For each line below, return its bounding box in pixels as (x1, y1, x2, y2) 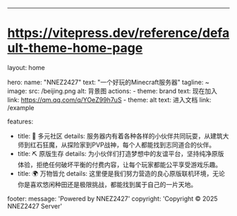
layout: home (7, 63, 45, 71)
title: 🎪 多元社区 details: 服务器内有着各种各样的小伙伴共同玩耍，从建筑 (17, 131, 224, 140)
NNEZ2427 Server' (7, 202, 62, 210)
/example (7, 103, 35, 112)
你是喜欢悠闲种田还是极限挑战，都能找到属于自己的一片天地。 (17, 180, 197, 188)
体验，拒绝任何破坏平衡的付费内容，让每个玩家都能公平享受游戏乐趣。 (17, 160, 222, 169)
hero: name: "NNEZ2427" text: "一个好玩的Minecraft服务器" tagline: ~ (7, 78, 209, 86)
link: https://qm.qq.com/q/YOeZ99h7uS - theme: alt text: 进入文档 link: (7, 95, 212, 104)
